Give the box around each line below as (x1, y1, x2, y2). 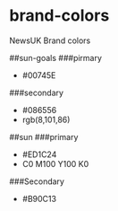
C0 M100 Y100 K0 (21, 158, 89, 169)
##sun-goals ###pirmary (9, 52, 103, 63)
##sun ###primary (9, 131, 79, 142)
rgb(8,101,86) (21, 114, 71, 125)
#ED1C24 (21, 149, 57, 160)
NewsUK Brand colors (9, 35, 91, 46)
